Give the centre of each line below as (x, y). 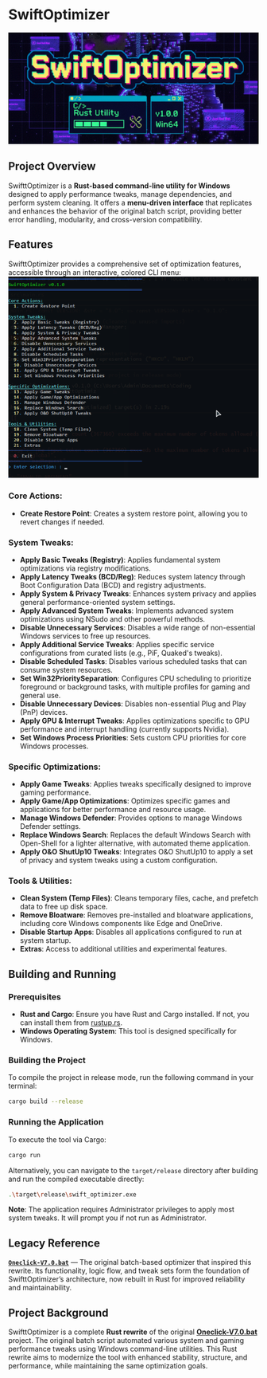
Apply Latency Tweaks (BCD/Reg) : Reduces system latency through (132, 576)
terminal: (23, 1086)
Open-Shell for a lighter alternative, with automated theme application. (135, 843)
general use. (40, 695)
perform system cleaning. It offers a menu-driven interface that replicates (130, 202)
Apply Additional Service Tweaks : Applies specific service (117, 644)
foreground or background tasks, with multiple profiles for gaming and (135, 686)
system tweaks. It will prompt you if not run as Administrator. (107, 1218)
